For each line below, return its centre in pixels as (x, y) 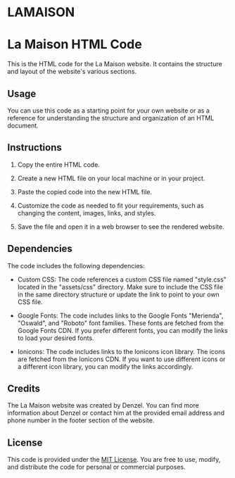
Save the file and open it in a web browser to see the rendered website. (121, 227)
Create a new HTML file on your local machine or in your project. (111, 178)
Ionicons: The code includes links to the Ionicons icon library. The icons (121, 351)
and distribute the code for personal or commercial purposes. (96, 467)
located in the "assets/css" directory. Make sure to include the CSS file (120, 287)
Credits (24, 388)
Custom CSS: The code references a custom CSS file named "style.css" (122, 279)
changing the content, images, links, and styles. (87, 213)
